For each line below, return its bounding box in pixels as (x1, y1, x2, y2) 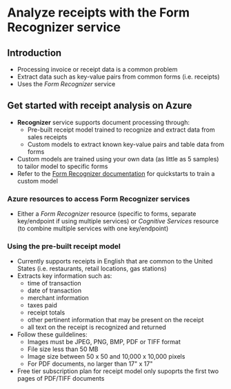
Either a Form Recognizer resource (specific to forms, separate (17, 210, 197, 218)
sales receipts (27, 132, 68, 141)
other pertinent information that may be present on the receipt (27, 316, 204, 324)
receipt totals (27, 308, 66, 317)
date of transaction (27, 286, 81, 295)
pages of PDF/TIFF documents (17, 375, 105, 383)
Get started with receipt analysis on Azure (7, 100, 192, 112)
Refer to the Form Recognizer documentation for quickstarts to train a (17, 169, 215, 177)
